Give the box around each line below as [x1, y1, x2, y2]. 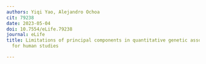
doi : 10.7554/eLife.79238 [6, 26, 72, 32]
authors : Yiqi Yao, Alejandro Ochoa [6, 9, 100, 15]
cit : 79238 [6, 15, 34, 21]
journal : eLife [6, 32, 45, 38]
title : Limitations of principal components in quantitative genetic [6, 37, 188, 43]
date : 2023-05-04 [6, 20, 51, 26]
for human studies [12, 43, 59, 49]
